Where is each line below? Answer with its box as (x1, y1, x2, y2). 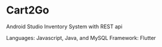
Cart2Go (6, 4, 49, 17)
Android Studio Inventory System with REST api (6, 23, 123, 30)
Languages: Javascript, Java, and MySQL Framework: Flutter (6, 34, 156, 41)
